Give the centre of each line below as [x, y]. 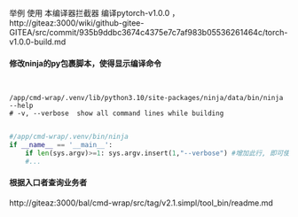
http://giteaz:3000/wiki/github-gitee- [77, 23]
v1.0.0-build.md [38, 42]
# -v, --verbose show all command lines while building [117, 113]
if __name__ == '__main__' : [61, 145]
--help [21, 106]
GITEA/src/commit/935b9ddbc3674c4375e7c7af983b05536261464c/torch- [149, 32]
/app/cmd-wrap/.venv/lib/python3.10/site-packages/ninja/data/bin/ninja [146, 98]
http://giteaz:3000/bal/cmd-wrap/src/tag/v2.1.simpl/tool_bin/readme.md [141, 203]
